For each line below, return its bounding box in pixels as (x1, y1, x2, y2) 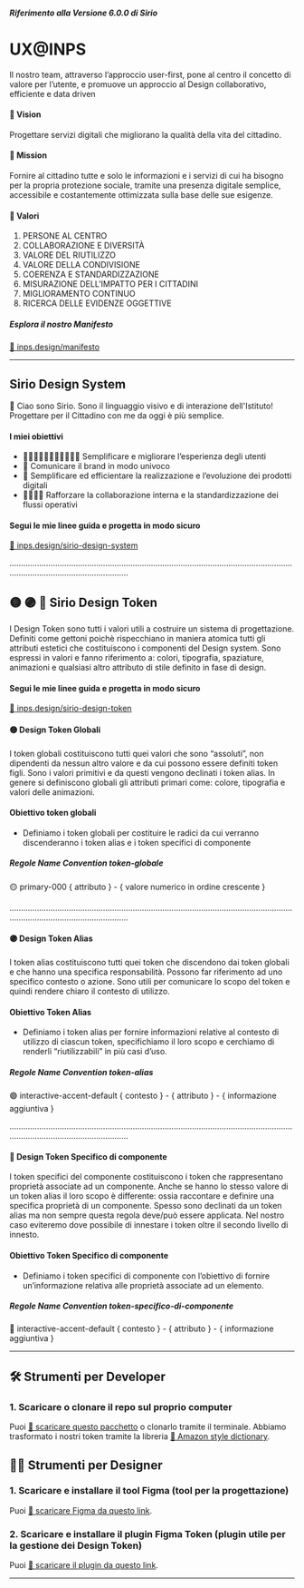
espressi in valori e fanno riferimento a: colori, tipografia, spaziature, (9, 652, 264, 663)
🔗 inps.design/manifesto (9, 341, 100, 353)
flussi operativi (22, 499, 79, 510)
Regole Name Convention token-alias (9, 1066, 154, 1077)
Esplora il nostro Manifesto (9, 319, 114, 329)
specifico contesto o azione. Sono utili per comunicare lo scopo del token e (9, 975, 290, 986)
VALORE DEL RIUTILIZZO (22, 250, 116, 260)
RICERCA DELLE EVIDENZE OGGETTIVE (22, 298, 172, 309)
